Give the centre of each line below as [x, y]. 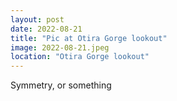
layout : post [37, 19]
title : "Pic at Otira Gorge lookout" [89, 38]
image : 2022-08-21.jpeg [60, 47]
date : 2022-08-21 [46, 29]
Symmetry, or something [61, 85]
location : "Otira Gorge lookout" [80, 57]
